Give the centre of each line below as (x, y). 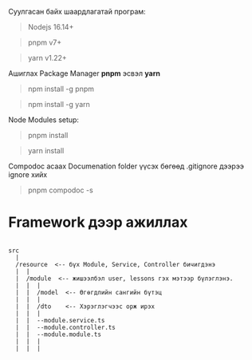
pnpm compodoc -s (60, 190)
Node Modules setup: (44, 120)
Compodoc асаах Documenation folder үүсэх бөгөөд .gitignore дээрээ (126, 166)
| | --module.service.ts (60, 320)
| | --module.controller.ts (65, 327)
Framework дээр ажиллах (98, 222)
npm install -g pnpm (61, 89)
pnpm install (48, 135)
